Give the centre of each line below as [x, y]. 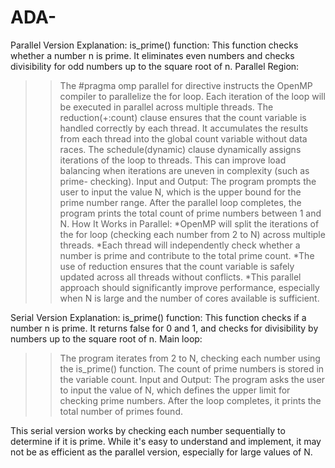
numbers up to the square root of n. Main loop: [106, 338]
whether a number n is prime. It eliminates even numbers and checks [152, 55]
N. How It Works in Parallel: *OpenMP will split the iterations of [189, 223]
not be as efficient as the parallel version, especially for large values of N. [161, 452]
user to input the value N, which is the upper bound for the [180, 192]
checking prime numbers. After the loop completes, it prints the [190, 400]
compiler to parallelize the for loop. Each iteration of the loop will [192, 96]
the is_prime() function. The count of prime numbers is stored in [192, 368]
